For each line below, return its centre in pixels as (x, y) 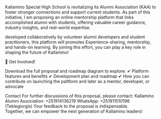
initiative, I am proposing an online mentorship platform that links (69, 17)
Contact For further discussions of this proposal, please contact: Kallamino (80, 96)
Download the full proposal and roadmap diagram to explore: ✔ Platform (77, 71)
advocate (15, 86)
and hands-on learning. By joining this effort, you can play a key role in (75, 47)
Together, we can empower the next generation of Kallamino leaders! (74, 111)
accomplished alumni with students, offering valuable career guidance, (76, 22)
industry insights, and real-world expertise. (48, 28)
